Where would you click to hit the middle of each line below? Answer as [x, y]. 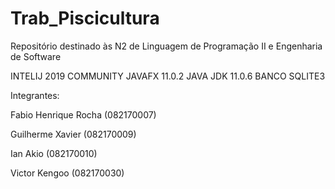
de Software [36, 56]
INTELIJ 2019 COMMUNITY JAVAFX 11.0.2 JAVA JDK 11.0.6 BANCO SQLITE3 [168, 76]
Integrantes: [35, 95]
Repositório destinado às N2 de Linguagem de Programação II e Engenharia [166, 46]
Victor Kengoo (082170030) [67, 173]
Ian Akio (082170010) [54, 153]
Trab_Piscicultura [85, 18]
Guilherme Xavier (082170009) [73, 134]
